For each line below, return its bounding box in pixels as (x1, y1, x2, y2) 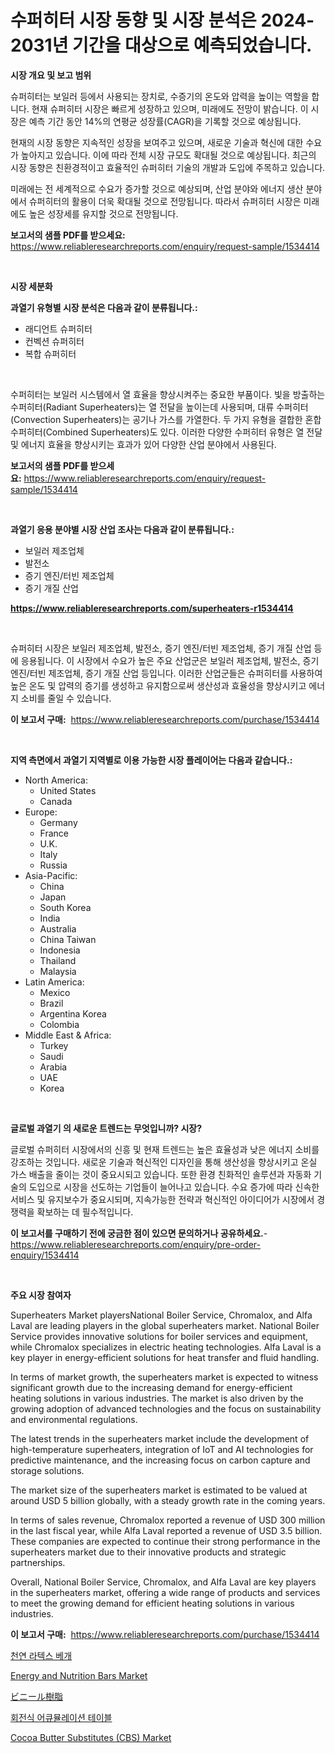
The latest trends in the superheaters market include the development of (10, 1432, 310, 1445)
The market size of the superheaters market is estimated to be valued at (10, 1484, 308, 1496)
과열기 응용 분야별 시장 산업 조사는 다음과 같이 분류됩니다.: (10, 523, 235, 535)
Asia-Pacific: (24, 869, 78, 881)
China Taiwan (39, 933, 97, 945)
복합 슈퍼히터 (24, 347, 77, 360)
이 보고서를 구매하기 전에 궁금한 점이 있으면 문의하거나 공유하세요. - (10, 1227, 268, 1239)
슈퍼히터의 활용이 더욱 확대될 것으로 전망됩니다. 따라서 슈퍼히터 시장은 (28, 195, 302, 207)
